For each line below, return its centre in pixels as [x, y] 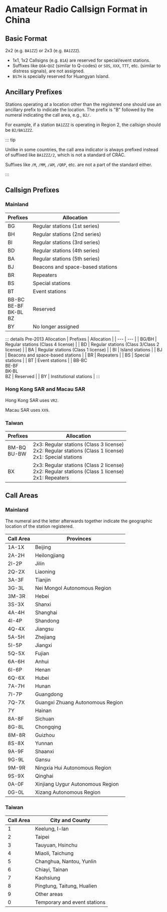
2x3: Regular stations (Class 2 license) [78, 465]
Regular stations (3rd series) [66, 242]
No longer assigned [56, 326]
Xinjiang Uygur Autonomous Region [77, 784]
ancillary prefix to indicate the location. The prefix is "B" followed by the [79, 110]
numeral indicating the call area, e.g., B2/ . [48, 115]
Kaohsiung [47, 878]
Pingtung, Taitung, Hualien [66, 886]
